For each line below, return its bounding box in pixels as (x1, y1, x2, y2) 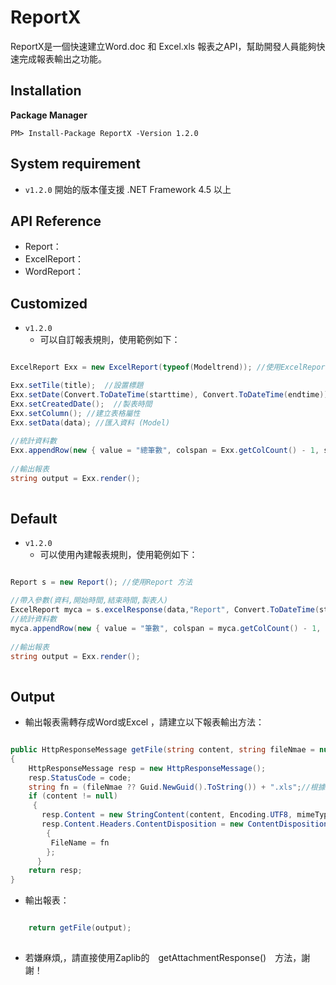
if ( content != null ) (28, 791, 118, 801)
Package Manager (10, 109, 88, 121)
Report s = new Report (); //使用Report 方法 (10, 577, 193, 588)
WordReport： (24, 266, 84, 278)
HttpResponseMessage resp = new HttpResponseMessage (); (28, 763, 267, 773)
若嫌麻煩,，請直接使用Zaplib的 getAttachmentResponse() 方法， (24, 951, 302, 963)
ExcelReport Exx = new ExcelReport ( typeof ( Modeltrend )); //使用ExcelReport (10, 362, 330, 373)
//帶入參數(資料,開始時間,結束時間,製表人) (10, 596, 169, 606)
